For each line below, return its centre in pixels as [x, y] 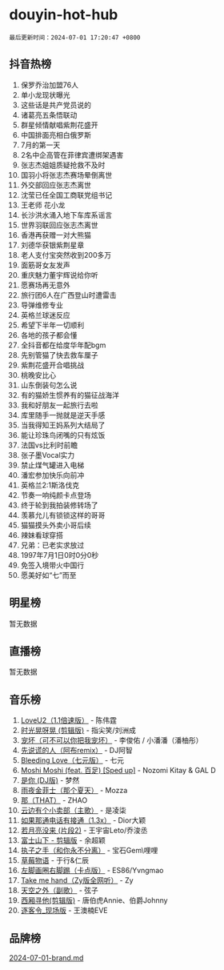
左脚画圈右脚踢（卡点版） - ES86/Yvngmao [92, 871]
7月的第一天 [40, 145]
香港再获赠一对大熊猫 [56, 234]
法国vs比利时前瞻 [49, 445]
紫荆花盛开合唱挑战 [52, 365]
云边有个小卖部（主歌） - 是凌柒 [74, 811]
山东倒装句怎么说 [49, 385]
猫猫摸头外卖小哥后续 [56, 525]
